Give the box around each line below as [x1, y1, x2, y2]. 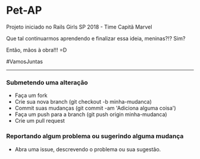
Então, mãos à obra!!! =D [6, 46, 67, 54]
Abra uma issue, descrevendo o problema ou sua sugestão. [14, 145, 161, 152]
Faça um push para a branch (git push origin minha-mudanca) [14, 111, 168, 118]
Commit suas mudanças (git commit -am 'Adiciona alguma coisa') [14, 105, 177, 112]
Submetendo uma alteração [6, 78, 88, 86]
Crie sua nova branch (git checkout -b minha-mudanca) [14, 98, 152, 105]
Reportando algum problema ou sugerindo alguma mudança [6, 132, 184, 141]
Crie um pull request [14, 117, 65, 124]
